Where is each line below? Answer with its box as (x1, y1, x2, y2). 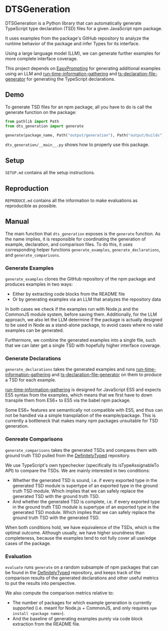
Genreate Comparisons (5, 436, 63, 443)
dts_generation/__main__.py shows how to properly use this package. (5, 142, 149, 148)
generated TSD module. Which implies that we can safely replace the (12, 509, 155, 515)
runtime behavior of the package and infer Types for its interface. (5, 40, 140, 46)
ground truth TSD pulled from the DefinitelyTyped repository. (5, 452, 130, 458)
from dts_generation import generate (5, 123, 84, 129)
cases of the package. (5, 540, 51, 546)
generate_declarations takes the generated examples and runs (5, 366, 135, 372)
